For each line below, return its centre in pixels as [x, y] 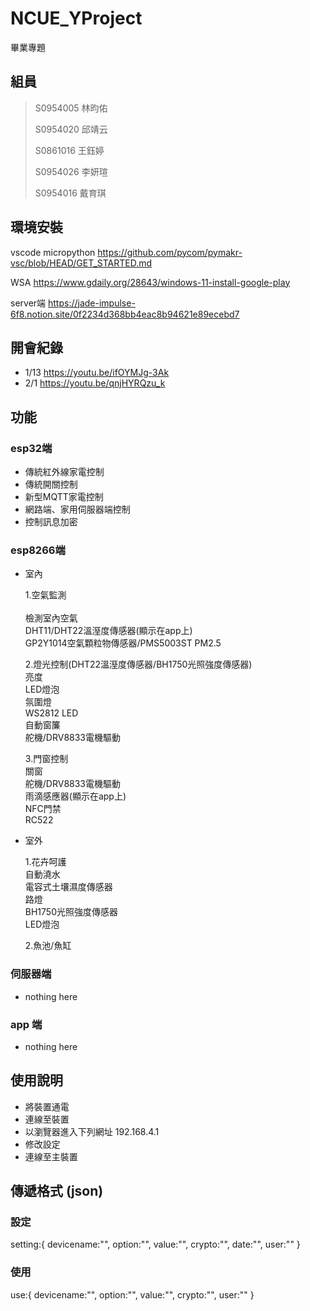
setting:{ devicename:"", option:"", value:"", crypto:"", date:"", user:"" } [155, 1244]
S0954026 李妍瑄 [71, 171]
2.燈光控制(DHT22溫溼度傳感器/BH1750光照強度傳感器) [138, 664]
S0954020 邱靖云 [71, 129]
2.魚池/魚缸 [48, 946]
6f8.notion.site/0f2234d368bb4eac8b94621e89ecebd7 [125, 314]
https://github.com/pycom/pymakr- [170, 252]
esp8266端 [38, 550]
